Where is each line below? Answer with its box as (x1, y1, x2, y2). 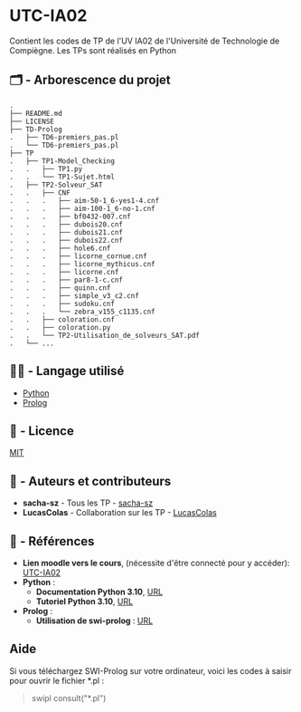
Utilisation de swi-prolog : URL (35, 615, 154, 626)
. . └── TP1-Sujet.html (9, 172, 116, 181)
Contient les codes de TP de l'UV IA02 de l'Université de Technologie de (9, 35, 280, 46)
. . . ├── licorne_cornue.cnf (9, 251, 147, 261)
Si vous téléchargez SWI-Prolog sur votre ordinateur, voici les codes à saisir (9, 665, 292, 676)
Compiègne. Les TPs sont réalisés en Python (9, 44, 177, 55)
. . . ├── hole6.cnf (9, 244, 111, 253)
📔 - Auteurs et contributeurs (9, 473, 172, 489)
